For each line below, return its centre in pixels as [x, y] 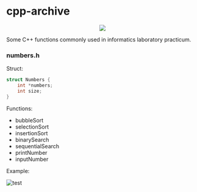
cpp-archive [38, 11]
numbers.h [23, 55]
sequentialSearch [37, 146]
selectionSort [32, 127]
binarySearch [32, 140]
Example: [18, 171]
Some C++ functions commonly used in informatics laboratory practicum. [99, 39]
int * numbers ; [35, 86]
